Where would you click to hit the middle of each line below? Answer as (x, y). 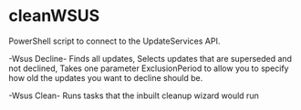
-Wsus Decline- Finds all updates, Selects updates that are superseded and (150, 58)
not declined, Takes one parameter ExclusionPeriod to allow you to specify (149, 68)
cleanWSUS (54, 16)
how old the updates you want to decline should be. (106, 77)
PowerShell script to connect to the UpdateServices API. (114, 41)
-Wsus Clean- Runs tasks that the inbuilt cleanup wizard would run (134, 95)
